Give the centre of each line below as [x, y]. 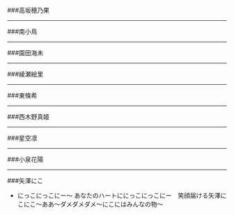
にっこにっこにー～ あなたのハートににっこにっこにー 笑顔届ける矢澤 [119, 196]
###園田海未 [25, 53]
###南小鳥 [22, 31]
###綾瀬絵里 [25, 74]
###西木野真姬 [29, 117]
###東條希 [22, 95]
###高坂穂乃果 [29, 10]
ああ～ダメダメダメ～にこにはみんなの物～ [102, 204]
